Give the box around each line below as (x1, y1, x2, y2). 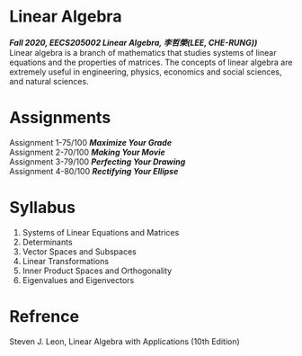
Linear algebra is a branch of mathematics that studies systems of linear (9, 47, 277, 58)
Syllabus (9, 198, 76, 218)
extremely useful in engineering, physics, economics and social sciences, (9, 66, 282, 77)
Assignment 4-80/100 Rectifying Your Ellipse (9, 165, 179, 176)
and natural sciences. (9, 76, 89, 86)
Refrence (9, 307, 79, 326)
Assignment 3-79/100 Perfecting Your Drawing (9, 156, 186, 167)
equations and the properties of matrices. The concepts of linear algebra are (9, 57, 293, 67)
